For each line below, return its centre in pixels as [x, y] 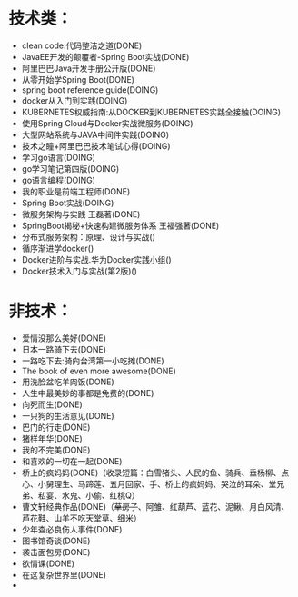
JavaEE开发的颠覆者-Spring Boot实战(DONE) [105, 56]
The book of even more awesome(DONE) [99, 371]
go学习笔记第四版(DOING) [70, 168]
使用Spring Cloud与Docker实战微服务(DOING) [107, 123]
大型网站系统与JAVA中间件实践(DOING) [95, 134]
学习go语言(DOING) [59, 157]
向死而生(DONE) [52, 404]
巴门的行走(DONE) [56, 427]
